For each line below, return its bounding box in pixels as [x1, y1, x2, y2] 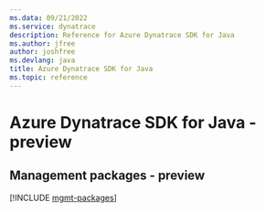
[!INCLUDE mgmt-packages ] [9, 192, 117, 203]
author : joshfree [9, 48, 76, 57]
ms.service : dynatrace [9, 22, 96, 31]
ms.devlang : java [9, 56, 76, 65]
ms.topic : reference [9, 73, 89, 82]
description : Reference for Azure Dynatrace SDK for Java [9, 30, 235, 39]
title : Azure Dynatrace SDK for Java [9, 65, 154, 74]
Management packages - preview [9, 168, 206, 184]
